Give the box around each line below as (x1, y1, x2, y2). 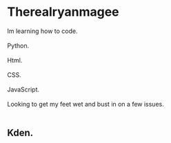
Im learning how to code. (7, 27, 78, 35)
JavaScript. (7, 85, 40, 93)
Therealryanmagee (7, 4, 119, 20)
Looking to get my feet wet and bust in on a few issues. (7, 100, 164, 108)
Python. (7, 41, 30, 49)
